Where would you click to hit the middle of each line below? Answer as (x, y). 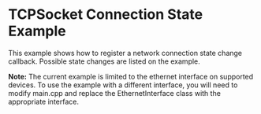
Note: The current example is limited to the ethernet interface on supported (131, 76)
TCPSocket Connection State (106, 15)
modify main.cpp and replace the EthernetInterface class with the (114, 93)
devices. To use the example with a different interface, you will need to (123, 85)
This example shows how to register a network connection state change (125, 53)
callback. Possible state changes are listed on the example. (104, 61)
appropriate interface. (43, 101)
